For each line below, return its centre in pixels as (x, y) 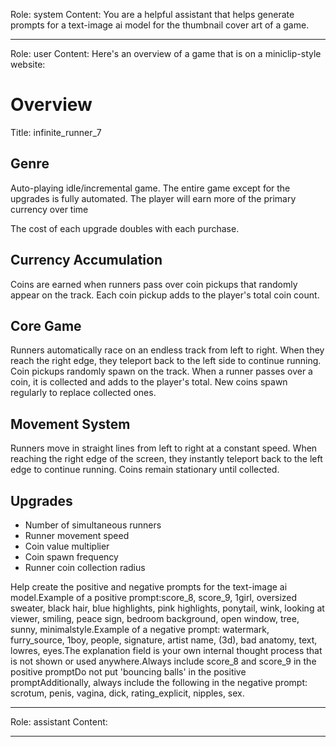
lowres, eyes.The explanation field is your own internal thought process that (166, 650)
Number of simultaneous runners (93, 525)
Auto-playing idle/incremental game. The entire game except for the (150, 188)
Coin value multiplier (67, 546)
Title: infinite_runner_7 (56, 132)
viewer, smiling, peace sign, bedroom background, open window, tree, (155, 618)
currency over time (49, 209)
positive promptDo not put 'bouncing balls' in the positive (128, 672)
